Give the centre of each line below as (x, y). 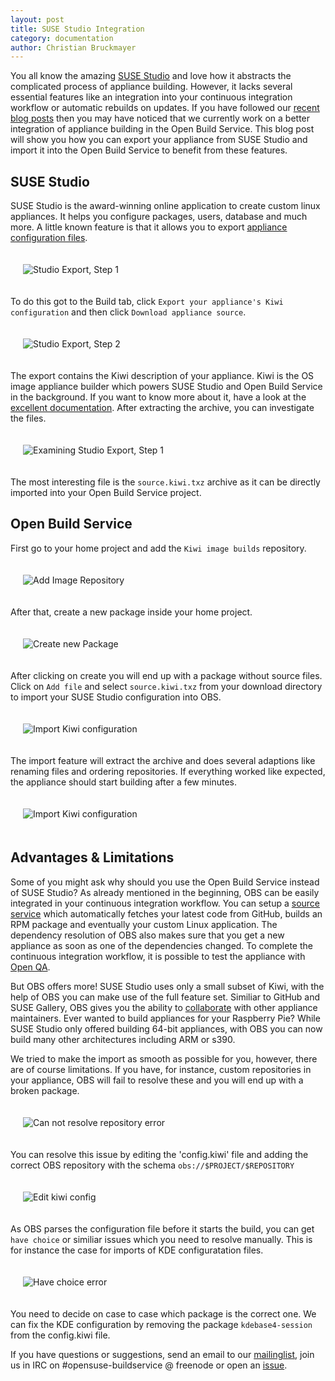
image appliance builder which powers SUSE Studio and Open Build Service (166, 387)
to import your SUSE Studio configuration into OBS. (116, 697)
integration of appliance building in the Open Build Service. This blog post (162, 129)
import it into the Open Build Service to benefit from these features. (149, 150)
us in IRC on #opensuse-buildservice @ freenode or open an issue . (149, 1365)
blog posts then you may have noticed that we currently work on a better (160, 118)
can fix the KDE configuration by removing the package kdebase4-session (161, 1324)
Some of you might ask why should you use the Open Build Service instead (165, 882)
